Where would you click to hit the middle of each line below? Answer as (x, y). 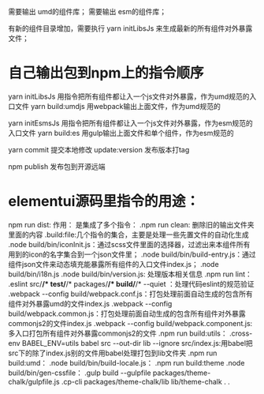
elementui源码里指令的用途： (104, 202)
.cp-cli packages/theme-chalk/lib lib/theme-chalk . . (145, 381)
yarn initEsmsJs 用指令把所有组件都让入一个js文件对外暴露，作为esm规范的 (131, 123)
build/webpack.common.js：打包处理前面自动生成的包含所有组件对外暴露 (127, 313)
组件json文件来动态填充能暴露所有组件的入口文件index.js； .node (113, 264)
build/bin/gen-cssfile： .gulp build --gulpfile (80, 373)
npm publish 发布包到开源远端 (57, 166)
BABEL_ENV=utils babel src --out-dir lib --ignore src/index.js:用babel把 (138, 343)
